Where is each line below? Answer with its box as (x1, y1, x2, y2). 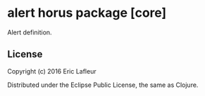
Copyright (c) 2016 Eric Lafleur (7, 67, 97, 75)
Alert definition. (7, 28, 52, 36)
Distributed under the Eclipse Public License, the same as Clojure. (7, 81, 199, 89)
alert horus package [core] (7, 5, 167, 21)
